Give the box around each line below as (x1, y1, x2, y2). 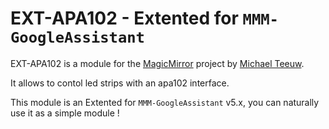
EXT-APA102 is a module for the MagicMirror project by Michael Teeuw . (10, 57, 305, 69)
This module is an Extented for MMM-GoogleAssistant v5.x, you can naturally (10, 96, 320, 108)
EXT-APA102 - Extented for (10, 7, 239, 30)
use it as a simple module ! (10, 107, 120, 119)
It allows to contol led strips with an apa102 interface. (10, 77, 230, 89)
